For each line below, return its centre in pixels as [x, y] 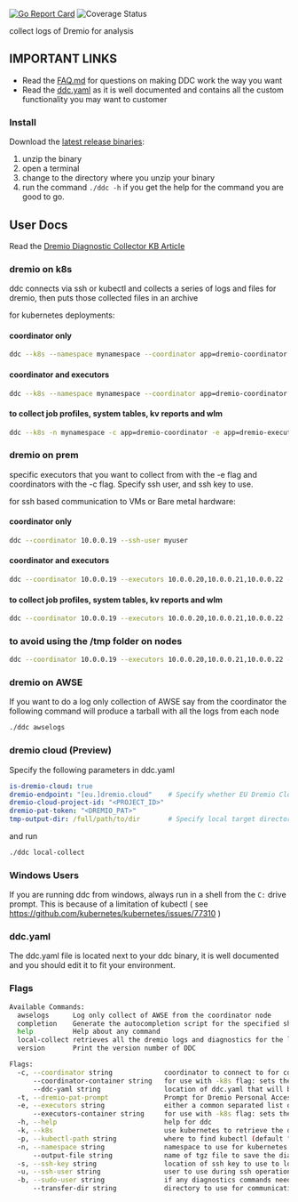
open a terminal [51, 168]
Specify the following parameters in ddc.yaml [92, 770]
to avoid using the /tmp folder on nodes [96, 641]
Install [23, 122]
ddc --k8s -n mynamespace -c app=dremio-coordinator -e [114, 432]
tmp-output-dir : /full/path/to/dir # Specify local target [132, 819]
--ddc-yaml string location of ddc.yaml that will [158, 1089]
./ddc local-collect [47, 852]
